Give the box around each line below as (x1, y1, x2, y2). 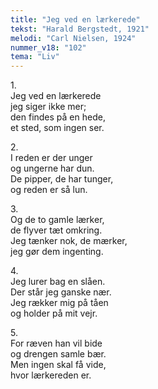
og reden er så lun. (10, 184, 88, 196)
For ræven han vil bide (10, 337, 103, 350)
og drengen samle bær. (10, 348, 107, 360)
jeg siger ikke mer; (10, 101, 87, 113)
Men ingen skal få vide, (10, 359, 107, 371)
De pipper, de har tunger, (10, 173, 114, 185)
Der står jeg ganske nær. (10, 286, 112, 298)
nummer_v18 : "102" (10, 42, 87, 53)
